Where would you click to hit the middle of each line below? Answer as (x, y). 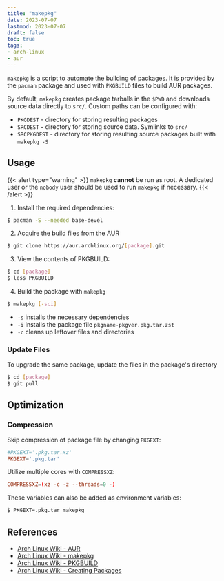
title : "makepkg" (32, 13)
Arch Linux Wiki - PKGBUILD (58, 563)
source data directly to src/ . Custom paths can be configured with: (102, 106)
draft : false (26, 33)
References (32, 532)
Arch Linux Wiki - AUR (49, 548)
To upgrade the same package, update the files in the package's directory (112, 365)
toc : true (21, 39)
